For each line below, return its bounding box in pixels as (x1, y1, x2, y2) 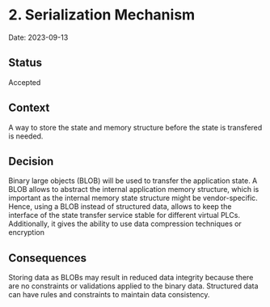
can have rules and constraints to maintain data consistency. (8, 290, 210, 300)
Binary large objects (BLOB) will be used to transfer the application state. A (8, 176, 258, 185)
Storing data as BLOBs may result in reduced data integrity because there (8, 273, 254, 283)
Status (8, 56, 43, 70)
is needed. (8, 131, 44, 141)
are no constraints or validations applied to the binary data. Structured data (8, 281, 259, 291)
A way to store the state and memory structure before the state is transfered (8, 122, 263, 132)
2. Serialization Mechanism (8, 6, 196, 24)
